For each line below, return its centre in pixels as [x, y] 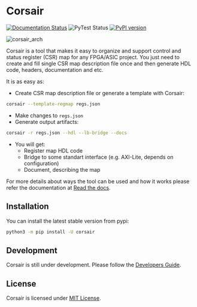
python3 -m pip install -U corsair [51, 232]
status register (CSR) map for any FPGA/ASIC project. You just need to [93, 57]
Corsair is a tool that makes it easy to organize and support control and [94, 51]
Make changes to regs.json [49, 115]
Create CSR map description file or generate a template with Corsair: [99, 93]
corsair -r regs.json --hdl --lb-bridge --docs [67, 133]
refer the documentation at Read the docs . [58, 187]
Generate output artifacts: [47, 121]
